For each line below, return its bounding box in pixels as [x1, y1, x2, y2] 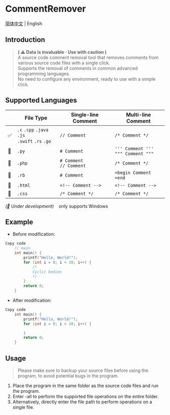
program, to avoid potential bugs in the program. [17, 372, 119, 378]
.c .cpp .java [17, 127, 49, 132]
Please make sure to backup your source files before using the [17, 367, 149, 373]
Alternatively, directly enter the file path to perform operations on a [12, 399, 152, 405]
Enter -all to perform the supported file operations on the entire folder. [12, 393, 159, 399]
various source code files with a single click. [17, 59, 110, 66]
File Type [24, 114, 48, 121]
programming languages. [17, 71, 70, 77]
